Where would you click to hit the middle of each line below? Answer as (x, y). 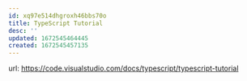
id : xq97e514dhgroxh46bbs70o (57, 16)
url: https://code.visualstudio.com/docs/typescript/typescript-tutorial (123, 68)
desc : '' (23, 30)
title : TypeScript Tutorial (56, 23)
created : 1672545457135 (49, 46)
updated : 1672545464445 (49, 38)
